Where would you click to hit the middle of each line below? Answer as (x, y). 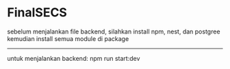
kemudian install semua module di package (68, 38)
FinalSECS (37, 13)
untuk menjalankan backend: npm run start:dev (74, 58)
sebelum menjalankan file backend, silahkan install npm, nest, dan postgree (114, 31)
